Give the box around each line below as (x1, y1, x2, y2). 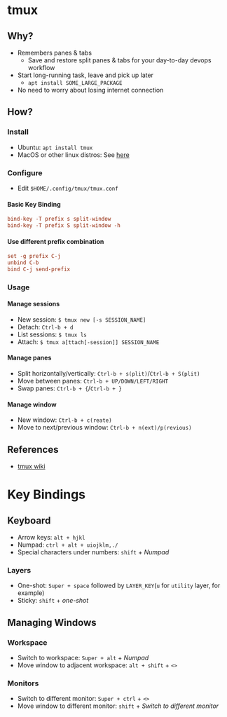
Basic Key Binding (7, 200, 61, 208)
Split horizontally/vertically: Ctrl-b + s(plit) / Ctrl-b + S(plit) (17, 369, 200, 378)
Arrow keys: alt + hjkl (17, 533, 85, 542)
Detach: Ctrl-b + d (17, 322, 74, 331)
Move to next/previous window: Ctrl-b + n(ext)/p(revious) (17, 423, 192, 432)
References (7, 444, 59, 456)
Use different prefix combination (7, 237, 104, 245)
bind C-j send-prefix (7, 266, 71, 273)
